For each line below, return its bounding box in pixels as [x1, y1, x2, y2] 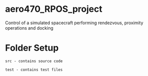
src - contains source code [5, 58, 63, 64]
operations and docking [5, 25, 53, 31]
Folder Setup [5, 42, 59, 54]
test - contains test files [5, 67, 63, 72]
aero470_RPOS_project [5, 3, 103, 15]
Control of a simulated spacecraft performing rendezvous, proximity [5, 20, 144, 26]
